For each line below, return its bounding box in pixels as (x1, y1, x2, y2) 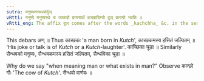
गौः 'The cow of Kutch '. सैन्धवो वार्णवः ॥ (6, 69, 92, 76)
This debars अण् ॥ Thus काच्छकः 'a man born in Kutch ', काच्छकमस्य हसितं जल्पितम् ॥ (6, 37, 195, 44)
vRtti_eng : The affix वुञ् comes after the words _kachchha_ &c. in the (6, 20, 189, 26)
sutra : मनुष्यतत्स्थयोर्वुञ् (6, 8, 52, 15)
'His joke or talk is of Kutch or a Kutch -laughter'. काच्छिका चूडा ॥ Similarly (6, 44, 182, 51)
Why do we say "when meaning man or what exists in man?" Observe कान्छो (6, 62, 194, 70)
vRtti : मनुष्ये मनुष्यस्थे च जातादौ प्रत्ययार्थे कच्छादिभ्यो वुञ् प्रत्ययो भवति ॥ (6, 15, 143, 21)
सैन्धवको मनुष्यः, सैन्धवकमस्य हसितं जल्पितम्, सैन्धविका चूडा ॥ (6, 50, 125, 57)
